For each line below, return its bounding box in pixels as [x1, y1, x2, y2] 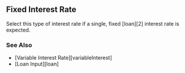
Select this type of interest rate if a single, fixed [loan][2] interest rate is [6, 20, 180, 27]
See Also [6, 41, 32, 49]
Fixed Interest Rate [6, 5, 77, 15]
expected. [6, 26, 31, 33]
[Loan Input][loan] [14, 61, 59, 68]
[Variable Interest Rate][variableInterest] [14, 54, 113, 61]
